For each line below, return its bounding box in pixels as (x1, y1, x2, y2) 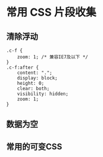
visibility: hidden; (17, 91, 69, 97)
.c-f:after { (6, 64, 39, 70)
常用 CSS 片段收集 (6, 5, 96, 19)
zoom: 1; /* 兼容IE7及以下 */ (17, 54, 89, 60)
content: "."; (17, 70, 52, 76)
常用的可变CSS (6, 141, 63, 152)
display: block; (17, 75, 58, 81)
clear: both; (17, 85, 50, 91)
